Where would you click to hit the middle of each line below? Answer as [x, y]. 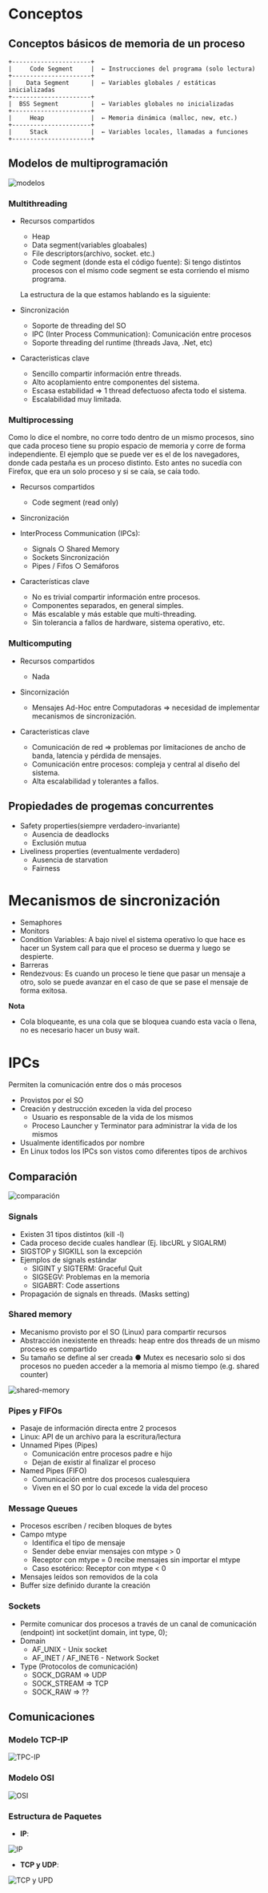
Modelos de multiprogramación [88, 164]
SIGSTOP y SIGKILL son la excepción [81, 1251]
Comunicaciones [52, 1717]
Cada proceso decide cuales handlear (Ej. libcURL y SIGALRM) [123, 1243]
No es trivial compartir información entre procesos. [116, 597]
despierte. [37, 957]
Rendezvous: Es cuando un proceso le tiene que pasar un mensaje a [133, 973]
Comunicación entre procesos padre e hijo [102, 1454]
